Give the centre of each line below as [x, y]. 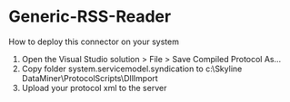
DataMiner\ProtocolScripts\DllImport [90, 78]
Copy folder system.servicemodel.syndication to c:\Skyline [132, 69]
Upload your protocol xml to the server [94, 88]
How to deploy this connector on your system [94, 42]
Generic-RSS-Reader [90, 17]
